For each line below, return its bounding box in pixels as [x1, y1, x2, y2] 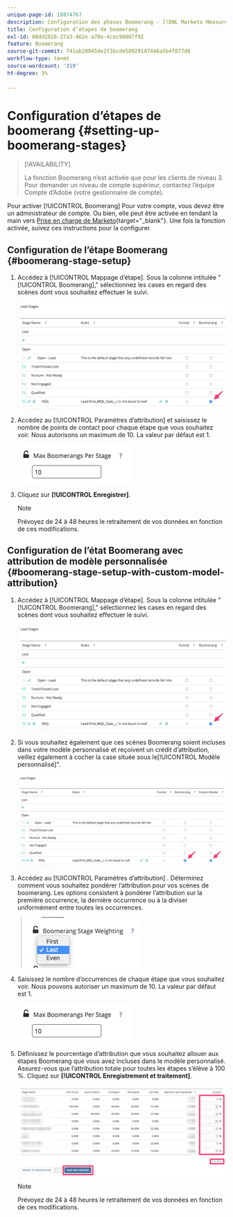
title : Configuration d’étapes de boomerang [7, 26, 138, 33]
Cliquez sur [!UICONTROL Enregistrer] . [17, 490, 130, 499]
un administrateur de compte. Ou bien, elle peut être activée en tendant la [7, 209, 218, 218]
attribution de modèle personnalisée [7, 556, 168, 568]
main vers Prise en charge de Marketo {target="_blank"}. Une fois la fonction [7, 216, 225, 225]
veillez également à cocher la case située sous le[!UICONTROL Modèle [17, 753, 221, 761]
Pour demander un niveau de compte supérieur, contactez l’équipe [24, 181, 215, 189]
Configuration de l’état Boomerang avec [7, 545, 184, 556]
